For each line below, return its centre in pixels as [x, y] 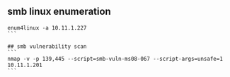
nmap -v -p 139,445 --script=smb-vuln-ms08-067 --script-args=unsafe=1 [115, 59]
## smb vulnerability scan [47, 46]
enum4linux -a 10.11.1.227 [47, 28]
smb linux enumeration [59, 12]
